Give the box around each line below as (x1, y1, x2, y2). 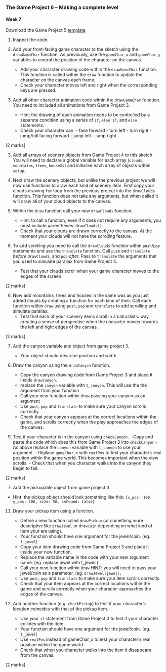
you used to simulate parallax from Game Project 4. (12, 258, 118, 264)
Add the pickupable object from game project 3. (12, 485, 111, 491)
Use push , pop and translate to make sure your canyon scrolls (20, 403, 146, 409)
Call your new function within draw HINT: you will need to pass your (20, 565, 157, 571)
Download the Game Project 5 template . (5, 27, 87, 33)
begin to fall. (12, 465, 39, 471)
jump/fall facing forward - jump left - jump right (20, 133, 117, 139)
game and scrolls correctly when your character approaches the (20, 586, 151, 592)
